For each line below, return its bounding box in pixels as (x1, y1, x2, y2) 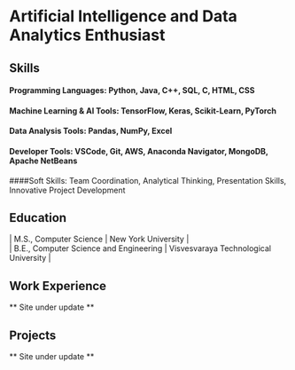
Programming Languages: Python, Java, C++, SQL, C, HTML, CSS (9, 85, 255, 96)
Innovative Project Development (9, 185, 126, 195)
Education (9, 210, 67, 225)
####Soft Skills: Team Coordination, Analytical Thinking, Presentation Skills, (9, 175, 287, 185)
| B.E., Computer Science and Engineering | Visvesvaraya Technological (9, 243, 272, 254)
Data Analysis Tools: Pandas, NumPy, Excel (9, 126, 173, 137)
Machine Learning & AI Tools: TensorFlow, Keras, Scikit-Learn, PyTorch (9, 105, 277, 116)
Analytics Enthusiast (9, 25, 166, 45)
